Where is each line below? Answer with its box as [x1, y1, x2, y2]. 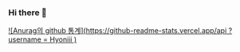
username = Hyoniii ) [8, 35, 77, 44]
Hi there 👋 [8, 7, 48, 18]
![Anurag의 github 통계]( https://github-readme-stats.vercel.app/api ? [8, 26, 233, 35]
